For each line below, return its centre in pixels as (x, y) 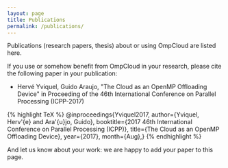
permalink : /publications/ (46, 26)
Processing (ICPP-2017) (50, 101)
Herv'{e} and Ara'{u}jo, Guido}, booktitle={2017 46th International (100, 122)
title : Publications (37, 20)
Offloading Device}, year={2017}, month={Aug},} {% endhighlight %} (104, 136)
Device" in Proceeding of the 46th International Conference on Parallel (116, 94)
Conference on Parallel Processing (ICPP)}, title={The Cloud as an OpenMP (113, 129)
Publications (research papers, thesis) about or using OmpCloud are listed (112, 46)
